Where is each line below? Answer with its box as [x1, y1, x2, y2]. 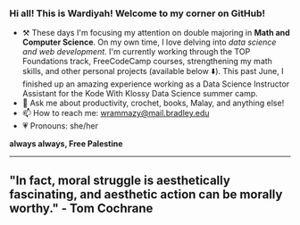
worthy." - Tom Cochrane [9, 200, 154, 216]
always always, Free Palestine [9, 138, 123, 149]
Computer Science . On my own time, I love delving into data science [21, 37, 277, 47]
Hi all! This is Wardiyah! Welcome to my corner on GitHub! [9, 7, 266, 20]
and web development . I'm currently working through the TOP [21, 46, 251, 57]
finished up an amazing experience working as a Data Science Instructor [21, 79, 290, 89]
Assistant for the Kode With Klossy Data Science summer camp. [21, 88, 259, 99]
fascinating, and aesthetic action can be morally [9, 187, 283, 202]
